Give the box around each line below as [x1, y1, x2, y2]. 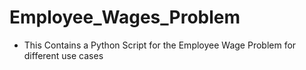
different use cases [23, 49, 104, 61]
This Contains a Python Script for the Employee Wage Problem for [23, 39, 297, 51]
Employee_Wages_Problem [9, 6, 241, 29]
